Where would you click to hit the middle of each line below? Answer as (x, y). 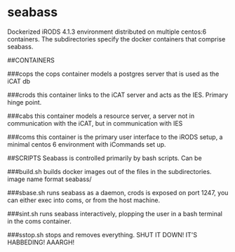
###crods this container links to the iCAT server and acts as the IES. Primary (118, 95)
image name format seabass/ (49, 179)
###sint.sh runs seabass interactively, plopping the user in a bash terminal (115, 213)
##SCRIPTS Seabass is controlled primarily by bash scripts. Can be (105, 158)
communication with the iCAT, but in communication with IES (95, 123)
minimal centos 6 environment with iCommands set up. (87, 144)
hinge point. (25, 102)
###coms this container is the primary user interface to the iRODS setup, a (115, 137)
